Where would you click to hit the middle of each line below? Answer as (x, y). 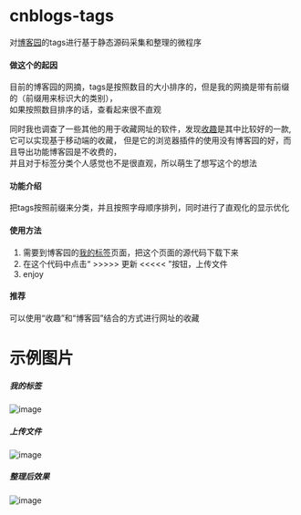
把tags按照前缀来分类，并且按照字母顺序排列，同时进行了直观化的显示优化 (150, 208)
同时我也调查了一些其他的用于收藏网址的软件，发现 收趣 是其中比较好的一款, (150, 129)
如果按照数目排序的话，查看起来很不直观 (85, 109)
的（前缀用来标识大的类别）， (63, 98)
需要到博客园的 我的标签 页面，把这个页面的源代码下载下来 (130, 252)
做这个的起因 (33, 65)
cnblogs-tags (62, 16)
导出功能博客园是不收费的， (69, 152)
